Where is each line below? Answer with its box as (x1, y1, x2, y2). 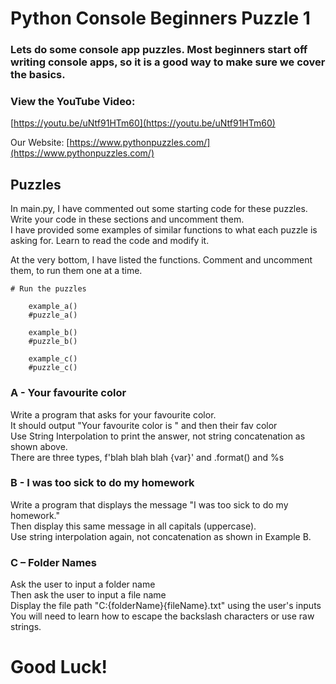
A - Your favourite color (10, 386, 127, 400)
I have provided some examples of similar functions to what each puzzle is (10, 224, 318, 236)
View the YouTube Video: (10, 95, 136, 109)
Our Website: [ (10, 137, 70, 149)
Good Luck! (10, 656, 108, 679)
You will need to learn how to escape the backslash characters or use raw (10, 610, 315, 622)
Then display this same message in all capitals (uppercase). (10, 520, 257, 532)
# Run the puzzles (10, 284, 87, 294)
